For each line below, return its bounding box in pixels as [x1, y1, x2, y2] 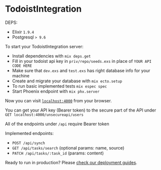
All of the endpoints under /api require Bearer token [5, 121, 109, 127]
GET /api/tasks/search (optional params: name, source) [12, 145, 125, 151]
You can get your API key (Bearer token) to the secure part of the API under [5, 107, 157, 113]
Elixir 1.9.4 [12, 29, 35, 35]
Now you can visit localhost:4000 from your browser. [5, 97, 112, 103]
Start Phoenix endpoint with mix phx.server [12, 88, 100, 94]
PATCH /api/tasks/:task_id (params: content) [12, 150, 104, 156]
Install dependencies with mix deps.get [12, 53, 91, 59]
